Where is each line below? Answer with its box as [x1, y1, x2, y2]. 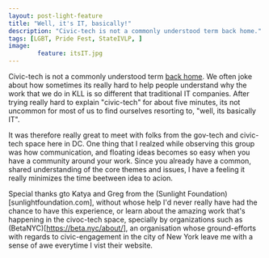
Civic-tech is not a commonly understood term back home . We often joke [8, 72, 253, 81]
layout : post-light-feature [8, 11, 103, 20]
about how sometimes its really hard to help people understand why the [8, 80, 247, 90]
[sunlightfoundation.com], [8, 197, 95, 207]
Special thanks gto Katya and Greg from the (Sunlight [8, 189, 186, 198]
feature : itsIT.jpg [37, 49, 103, 57]
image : [8, 42, 31, 50]
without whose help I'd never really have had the [95, 197, 258, 207]
